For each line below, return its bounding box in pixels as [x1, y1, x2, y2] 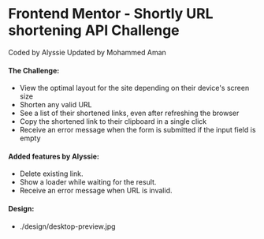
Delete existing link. [19, 169, 84, 178]
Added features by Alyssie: [8, 151, 100, 161]
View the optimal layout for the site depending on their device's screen [19, 84, 250, 93]
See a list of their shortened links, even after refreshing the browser [19, 108, 240, 118]
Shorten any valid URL [19, 100, 92, 110]
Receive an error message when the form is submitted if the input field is [19, 125, 256, 135]
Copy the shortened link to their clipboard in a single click [19, 117, 207, 126]
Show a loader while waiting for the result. [19, 177, 157, 187]
